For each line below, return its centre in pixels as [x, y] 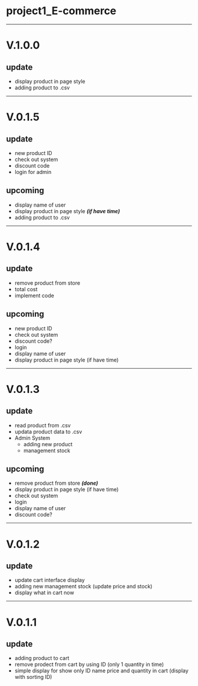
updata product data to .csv [48, 431]
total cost [26, 289]
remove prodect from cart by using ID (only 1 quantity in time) [89, 665]
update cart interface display [50, 580]
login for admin [33, 172]
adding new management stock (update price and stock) [83, 587]
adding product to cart [42, 658]
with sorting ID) [33, 677]
